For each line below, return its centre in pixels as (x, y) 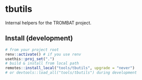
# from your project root (32, 50)
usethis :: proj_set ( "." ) (30, 59)
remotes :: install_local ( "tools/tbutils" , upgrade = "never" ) (70, 68)
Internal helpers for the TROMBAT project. (48, 23)
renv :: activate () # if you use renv (43, 54)
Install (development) (39, 38)
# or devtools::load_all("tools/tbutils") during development (71, 73)
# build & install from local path (42, 63)
